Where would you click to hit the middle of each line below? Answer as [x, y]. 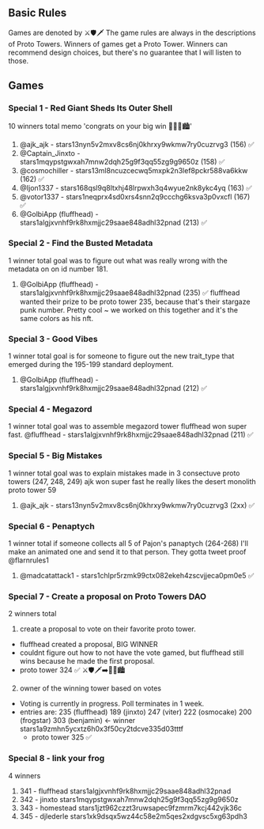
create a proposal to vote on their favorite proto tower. [107, 629]
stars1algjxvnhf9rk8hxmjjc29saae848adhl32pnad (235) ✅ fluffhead [130, 293]
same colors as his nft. [56, 318]
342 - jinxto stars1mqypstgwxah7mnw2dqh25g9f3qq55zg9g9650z [129, 799]
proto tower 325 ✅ [62, 737]
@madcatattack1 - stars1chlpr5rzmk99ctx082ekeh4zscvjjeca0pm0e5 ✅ [137, 575]
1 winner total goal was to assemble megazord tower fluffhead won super [128, 426]
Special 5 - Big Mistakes [55, 456]
